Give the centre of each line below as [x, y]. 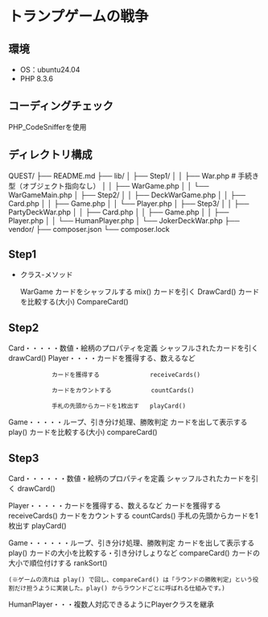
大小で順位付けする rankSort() [58, 563]
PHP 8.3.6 [37, 79]
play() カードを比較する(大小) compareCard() [83, 433]
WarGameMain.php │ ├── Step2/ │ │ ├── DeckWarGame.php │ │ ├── [127, 195]
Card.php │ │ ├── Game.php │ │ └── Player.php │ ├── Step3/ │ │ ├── [129, 203]
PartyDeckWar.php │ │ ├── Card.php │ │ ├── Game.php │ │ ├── [119, 212]
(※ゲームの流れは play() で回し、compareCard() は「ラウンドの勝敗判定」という [131, 580]
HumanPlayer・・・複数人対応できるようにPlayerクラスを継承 [111, 604]
